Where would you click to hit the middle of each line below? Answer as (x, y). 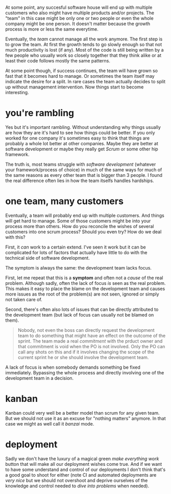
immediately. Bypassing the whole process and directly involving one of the (85, 372)
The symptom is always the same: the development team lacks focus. (79, 267)
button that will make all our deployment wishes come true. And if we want (84, 464)
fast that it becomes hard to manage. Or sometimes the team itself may (80, 76)
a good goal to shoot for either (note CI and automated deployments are (81, 475)
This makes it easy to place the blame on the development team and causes (85, 288)
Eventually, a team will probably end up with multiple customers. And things (85, 215)
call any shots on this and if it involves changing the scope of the (86, 352)
